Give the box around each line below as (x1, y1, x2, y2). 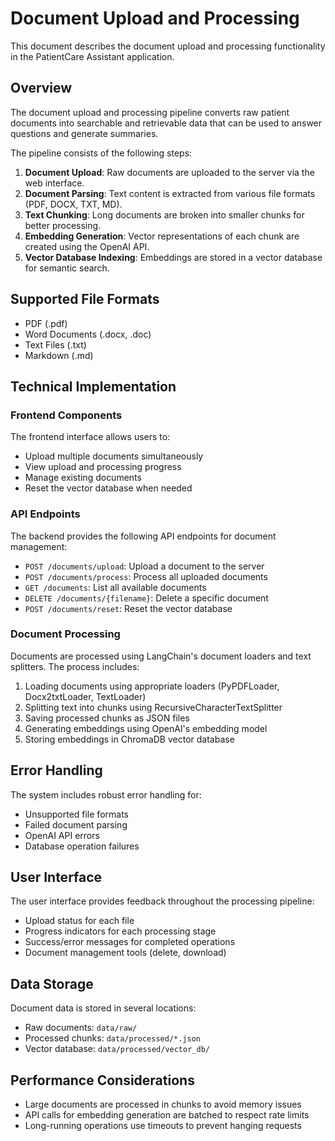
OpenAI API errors (24, 829, 100, 841)
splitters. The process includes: (10, 660, 140, 672)
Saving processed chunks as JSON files (24, 712, 190, 724)
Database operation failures (24, 840, 140, 852)
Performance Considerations (10, 1072, 195, 1089)
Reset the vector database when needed (24, 482, 193, 494)
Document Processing (10, 627, 121, 641)
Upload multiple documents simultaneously (24, 450, 204, 462)
